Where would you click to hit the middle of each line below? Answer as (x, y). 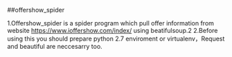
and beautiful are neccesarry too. (55, 46)
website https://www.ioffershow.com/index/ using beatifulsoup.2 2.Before (113, 31)
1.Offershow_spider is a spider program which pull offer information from (111, 23)
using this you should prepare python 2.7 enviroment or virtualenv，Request (116, 38)
